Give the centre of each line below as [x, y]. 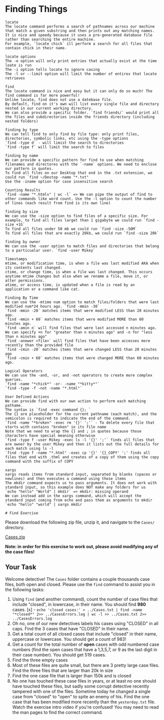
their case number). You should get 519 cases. [59, 655]
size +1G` [15, 224]
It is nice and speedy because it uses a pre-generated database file [79, 35]
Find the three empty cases [40, 660]
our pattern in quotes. [29, 168]
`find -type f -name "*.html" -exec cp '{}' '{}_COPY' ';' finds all [78, 453]
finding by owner [23, 242]
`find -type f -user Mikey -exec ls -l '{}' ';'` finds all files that [80, 440]
